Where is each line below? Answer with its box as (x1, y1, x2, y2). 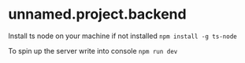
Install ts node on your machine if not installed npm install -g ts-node (8, 31, 238, 40)
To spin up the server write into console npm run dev (8, 46, 178, 55)
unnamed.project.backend (8, 5, 187, 23)
